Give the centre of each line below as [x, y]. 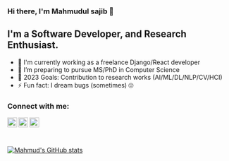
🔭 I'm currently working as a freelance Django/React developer [109, 62]
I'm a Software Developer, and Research [97, 34]
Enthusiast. [33, 45]
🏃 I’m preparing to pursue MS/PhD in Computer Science [98, 69]
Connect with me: [38, 106]
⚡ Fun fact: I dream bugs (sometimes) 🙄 [75, 85]
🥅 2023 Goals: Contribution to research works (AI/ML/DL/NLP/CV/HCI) [120, 77]
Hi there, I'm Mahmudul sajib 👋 [61, 11]
